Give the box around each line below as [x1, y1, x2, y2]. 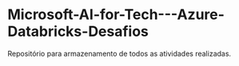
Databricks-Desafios [7, 22, 149, 41]
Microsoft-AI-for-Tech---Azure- [7, 6, 225, 24]
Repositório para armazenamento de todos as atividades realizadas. [7, 49, 232, 58]
